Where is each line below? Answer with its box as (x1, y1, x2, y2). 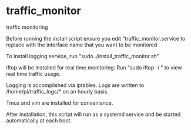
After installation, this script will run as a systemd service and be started (6, 111, 181, 118)
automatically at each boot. (6, 116, 72, 124)
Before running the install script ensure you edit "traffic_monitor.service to (6, 35, 186, 42)
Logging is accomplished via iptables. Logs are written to (6, 81, 145, 89)
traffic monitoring (6, 24, 48, 31)
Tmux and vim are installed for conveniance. (6, 99, 113, 106)
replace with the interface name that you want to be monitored (6, 41, 158, 48)
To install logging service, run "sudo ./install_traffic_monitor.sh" (6, 52, 160, 59)
